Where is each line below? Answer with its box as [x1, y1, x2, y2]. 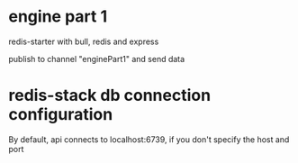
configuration [8, 104, 113, 125]
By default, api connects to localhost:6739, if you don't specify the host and [8, 133, 290, 145]
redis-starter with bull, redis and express [8, 36, 159, 47]
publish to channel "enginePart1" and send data [8, 53, 185, 64]
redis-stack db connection [8, 86, 212, 105]
